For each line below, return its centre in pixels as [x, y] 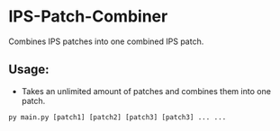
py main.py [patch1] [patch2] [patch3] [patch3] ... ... [117, 117]
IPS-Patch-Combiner [88, 17]
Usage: [29, 70]
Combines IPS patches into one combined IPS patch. [106, 41]
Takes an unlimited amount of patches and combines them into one [146, 91]
